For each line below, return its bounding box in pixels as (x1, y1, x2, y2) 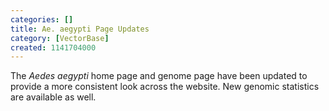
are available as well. (10, 91, 97, 103)
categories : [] (10, 14, 74, 25)
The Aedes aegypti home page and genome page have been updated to (10, 70, 308, 82)
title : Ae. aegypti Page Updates (10, 24, 150, 34)
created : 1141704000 (10, 42, 97, 53)
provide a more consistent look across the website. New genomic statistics (10, 81, 320, 93)
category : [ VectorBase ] (10, 33, 110, 43)
